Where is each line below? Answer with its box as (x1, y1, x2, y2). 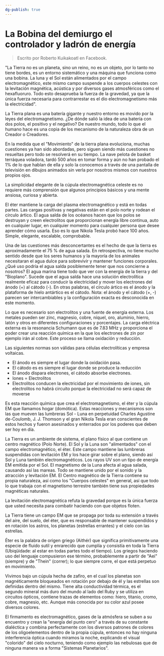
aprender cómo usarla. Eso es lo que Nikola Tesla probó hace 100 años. (5, 228, 150, 234)
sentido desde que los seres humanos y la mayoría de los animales (5, 253, 141, 259)
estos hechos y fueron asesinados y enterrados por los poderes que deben (5, 421, 157, 427)
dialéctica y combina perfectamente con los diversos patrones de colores (5, 624, 154, 630)
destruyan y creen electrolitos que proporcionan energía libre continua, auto (5, 217, 159, 223)
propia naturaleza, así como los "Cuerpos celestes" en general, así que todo (5, 477, 159, 483)
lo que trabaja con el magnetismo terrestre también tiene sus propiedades (5, 483, 155, 489)
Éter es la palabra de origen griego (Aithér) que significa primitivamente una (5, 537, 159, 543)
